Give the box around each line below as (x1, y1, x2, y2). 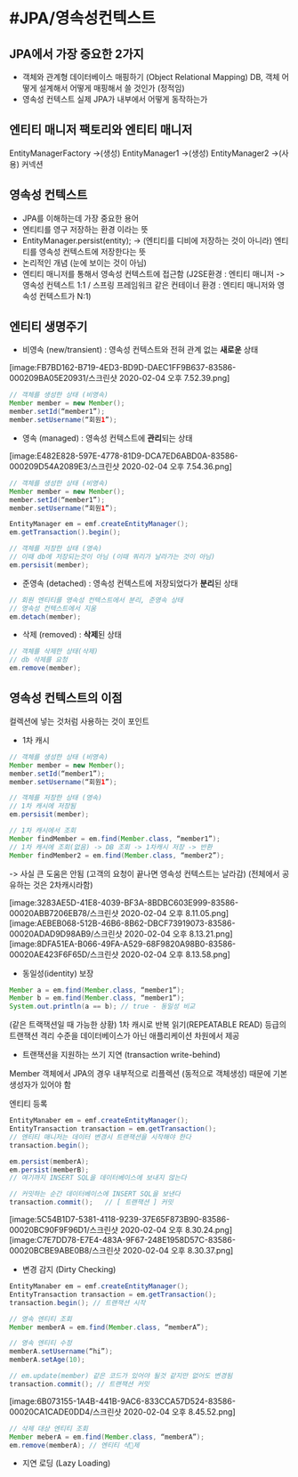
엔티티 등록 (9, 1099, 48, 1109)
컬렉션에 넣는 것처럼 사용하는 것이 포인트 (9, 716, 149, 726)
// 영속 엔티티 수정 (9, 1339, 73, 1348)
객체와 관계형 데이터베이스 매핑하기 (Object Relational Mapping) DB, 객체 (21, 72, 280, 82)
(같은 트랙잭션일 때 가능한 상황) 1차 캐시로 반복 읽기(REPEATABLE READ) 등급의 (9, 1019, 287, 1030)
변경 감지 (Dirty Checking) (21, 1264, 117, 1274)
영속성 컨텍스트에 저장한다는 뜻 (38, 246, 147, 256)
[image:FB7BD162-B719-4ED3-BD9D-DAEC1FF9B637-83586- (9, 362, 237, 373)
